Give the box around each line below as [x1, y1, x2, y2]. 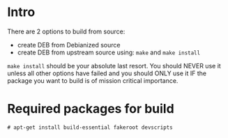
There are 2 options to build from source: [7, 27, 126, 36]
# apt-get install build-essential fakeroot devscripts [7, 123, 173, 131]
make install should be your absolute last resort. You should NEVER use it [7, 61, 221, 70]
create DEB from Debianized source [17, 40, 121, 49]
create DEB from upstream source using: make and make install [17, 48, 201, 56]
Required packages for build [7, 101, 174, 117]
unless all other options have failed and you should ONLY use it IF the [7, 69, 207, 77]
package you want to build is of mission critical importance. [7, 76, 178, 84]
